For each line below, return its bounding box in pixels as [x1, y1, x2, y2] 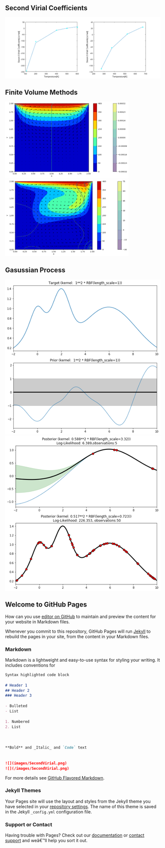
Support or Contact [5, 821, 53, 828]
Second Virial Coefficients [5, 4, 88, 12]
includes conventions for [5, 662, 56, 668]
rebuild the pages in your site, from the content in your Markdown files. [5, 633, 149, 640]
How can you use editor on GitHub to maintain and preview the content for [5, 613, 156, 619]
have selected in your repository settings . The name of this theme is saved [5, 803, 157, 810]
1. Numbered [5, 719, 30, 724]
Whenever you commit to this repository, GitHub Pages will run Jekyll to [5, 628, 151, 634]
